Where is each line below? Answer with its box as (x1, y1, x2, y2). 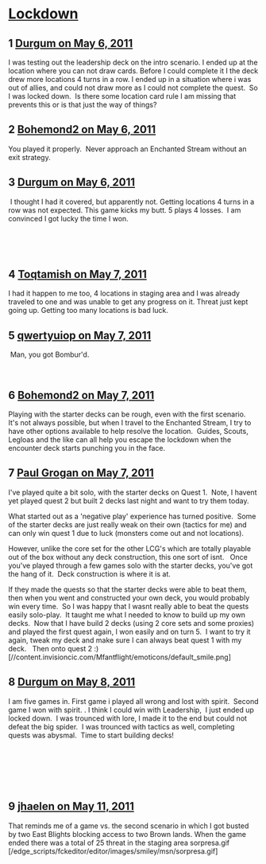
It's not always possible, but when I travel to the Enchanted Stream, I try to (8, 418, 252, 428)
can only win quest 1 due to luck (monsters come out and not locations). (8, 528, 245, 538)
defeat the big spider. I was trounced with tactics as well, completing (8, 721, 235, 731)
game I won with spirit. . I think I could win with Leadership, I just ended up (8, 705, 254, 714)
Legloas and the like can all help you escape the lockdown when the (8, 435, 232, 444)
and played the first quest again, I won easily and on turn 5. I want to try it (8, 627, 251, 636)
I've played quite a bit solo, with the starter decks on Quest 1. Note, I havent (8, 487, 257, 497)
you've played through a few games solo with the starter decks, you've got (8, 561, 253, 570)
